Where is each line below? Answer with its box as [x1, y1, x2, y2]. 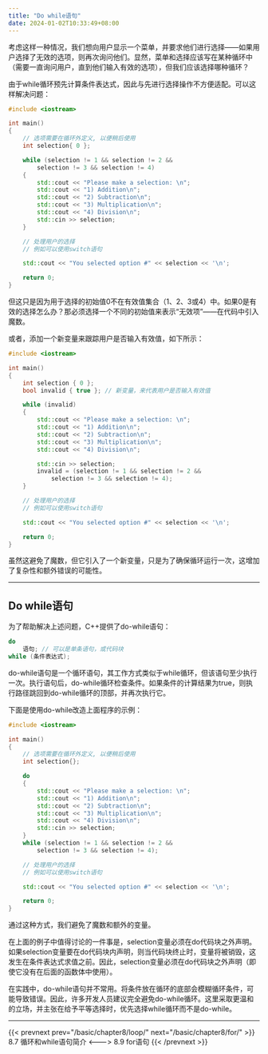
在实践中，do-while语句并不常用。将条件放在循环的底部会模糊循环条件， [8, 984, 247, 994]
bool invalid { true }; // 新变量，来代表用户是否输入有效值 [22, 386, 211, 394]
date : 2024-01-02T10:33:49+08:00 [8, 19, 120, 27]
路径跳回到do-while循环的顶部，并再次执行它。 [14, 688, 171, 697]
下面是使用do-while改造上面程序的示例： [8, 705, 143, 714]
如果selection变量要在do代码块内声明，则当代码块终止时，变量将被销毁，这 [8, 947, 257, 956]
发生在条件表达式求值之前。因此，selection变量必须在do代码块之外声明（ [8, 957, 250, 967]
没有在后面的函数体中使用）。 [22, 967, 117, 976]
